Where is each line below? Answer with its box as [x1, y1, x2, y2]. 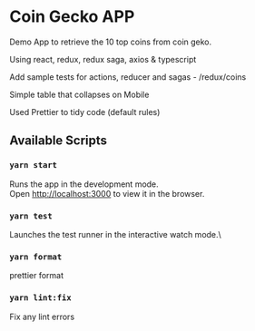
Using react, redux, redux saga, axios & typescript [9, 54, 197, 64]
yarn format [9, 251, 63, 262]
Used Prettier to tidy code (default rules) [9, 106, 161, 117]
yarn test [9, 210, 53, 221]
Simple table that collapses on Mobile [9, 89, 150, 100]
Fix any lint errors [9, 311, 75, 322]
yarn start [9, 161, 57, 170]
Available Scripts [9, 133, 107, 149]
